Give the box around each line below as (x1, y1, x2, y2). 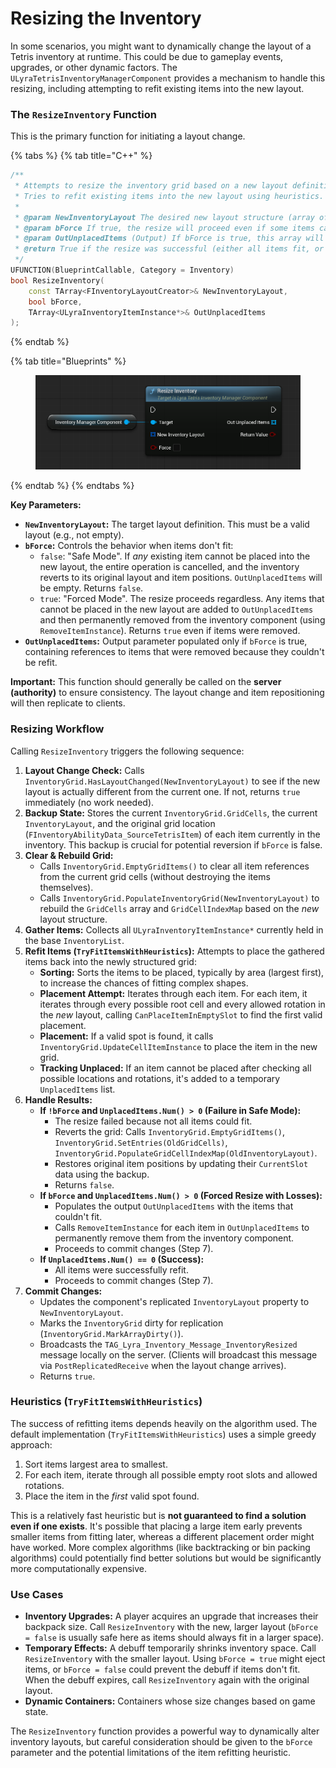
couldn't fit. (54, 1210, 103, 1222)
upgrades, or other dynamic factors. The (10, 61, 178, 73)
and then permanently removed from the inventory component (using (39, 614, 326, 626)
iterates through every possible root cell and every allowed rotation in (39, 998, 326, 1010)
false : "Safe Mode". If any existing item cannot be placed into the (39, 550, 311, 562)
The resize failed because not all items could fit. (54, 1115, 253, 1127)
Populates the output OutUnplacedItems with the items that (54, 1200, 294, 1212)
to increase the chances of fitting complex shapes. (39, 977, 249, 989)
